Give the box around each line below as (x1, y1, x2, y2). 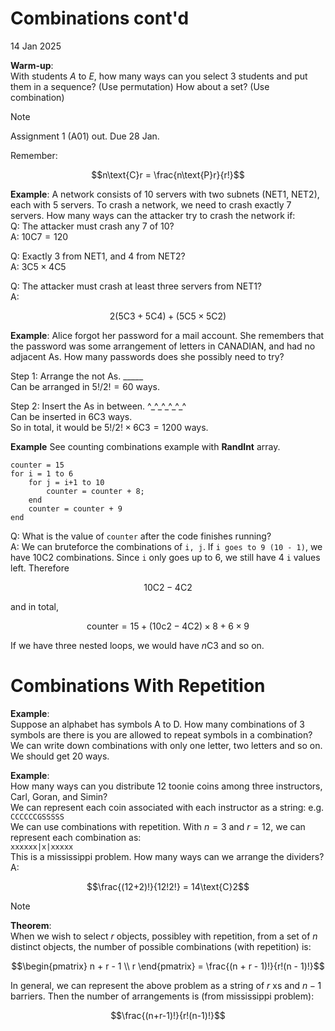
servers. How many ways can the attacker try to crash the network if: (10, 209, 296, 221)
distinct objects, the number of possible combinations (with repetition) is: (10, 940, 312, 952)
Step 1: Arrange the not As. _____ (10, 370, 144, 382)
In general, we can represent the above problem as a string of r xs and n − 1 (10, 979, 322, 991)
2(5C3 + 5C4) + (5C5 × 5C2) (109, 310, 227, 322)
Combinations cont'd (10, 7, 190, 30)
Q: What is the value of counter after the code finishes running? (10, 530, 272, 542)
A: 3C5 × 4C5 (10, 260, 67, 272)
